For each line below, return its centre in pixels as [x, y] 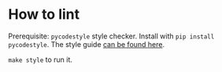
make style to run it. [41, 59]
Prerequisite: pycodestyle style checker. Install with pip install [111, 36]
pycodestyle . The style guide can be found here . [87, 44]
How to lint [44, 14]
